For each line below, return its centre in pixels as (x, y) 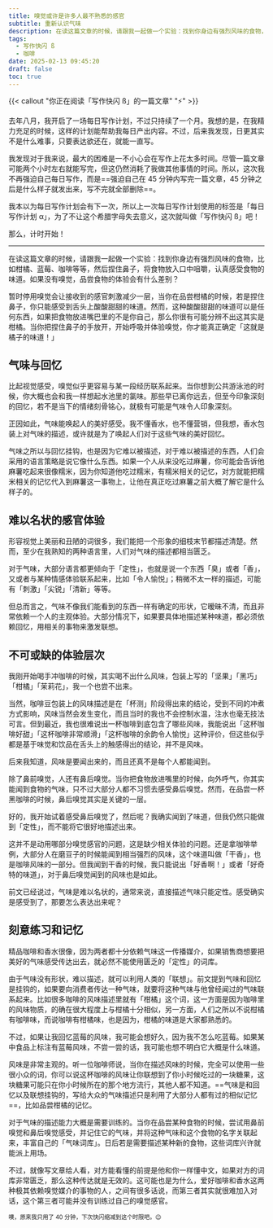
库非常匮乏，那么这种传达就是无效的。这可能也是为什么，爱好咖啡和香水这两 (136, 1180)
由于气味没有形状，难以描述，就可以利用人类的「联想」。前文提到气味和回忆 (135, 979)
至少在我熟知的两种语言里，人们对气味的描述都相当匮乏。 (119, 551)
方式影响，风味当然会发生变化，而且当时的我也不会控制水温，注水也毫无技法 (136, 714)
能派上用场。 (30, 1152)
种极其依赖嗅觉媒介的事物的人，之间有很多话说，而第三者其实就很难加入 (129, 1191)
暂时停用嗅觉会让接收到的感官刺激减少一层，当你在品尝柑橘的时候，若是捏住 (136, 296)
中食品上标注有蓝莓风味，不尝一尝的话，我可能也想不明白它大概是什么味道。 (136, 1046)
